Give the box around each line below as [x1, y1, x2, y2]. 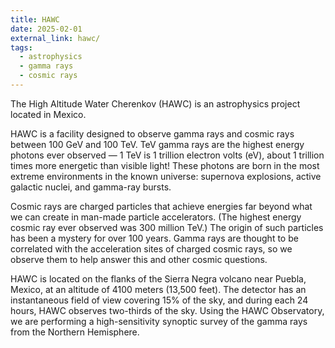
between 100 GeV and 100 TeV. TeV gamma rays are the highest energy [10, 138, 305, 150]
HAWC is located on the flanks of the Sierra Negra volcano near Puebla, [10, 272, 307, 285]
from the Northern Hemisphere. [10, 326, 140, 338]
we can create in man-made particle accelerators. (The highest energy [10, 211, 302, 223]
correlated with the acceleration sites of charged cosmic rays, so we [10, 242, 293, 255]
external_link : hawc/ [10, 33, 101, 43]
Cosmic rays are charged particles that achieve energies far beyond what [10, 200, 313, 212]
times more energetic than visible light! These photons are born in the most [10, 159, 320, 171]
